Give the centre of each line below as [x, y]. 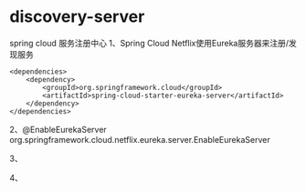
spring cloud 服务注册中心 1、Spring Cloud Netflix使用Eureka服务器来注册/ [149, 43]
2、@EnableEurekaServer [58, 129]
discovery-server [77, 17]
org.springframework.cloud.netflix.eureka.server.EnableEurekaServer [140, 139]
